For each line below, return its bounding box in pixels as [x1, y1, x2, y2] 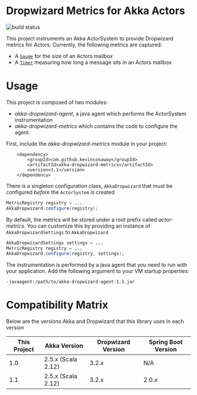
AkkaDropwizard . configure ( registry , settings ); [6, 251, 125, 256]
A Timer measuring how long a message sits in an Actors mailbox [14, 59, 172, 66]
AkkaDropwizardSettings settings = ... [6, 239, 104, 246]
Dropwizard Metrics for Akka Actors [6, 4, 185, 18]
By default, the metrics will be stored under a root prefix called [6, 216, 157, 223]
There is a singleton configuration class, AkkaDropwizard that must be [6, 182, 173, 189]
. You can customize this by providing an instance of [24, 222, 151, 229]
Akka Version [45, 342, 83, 350]
